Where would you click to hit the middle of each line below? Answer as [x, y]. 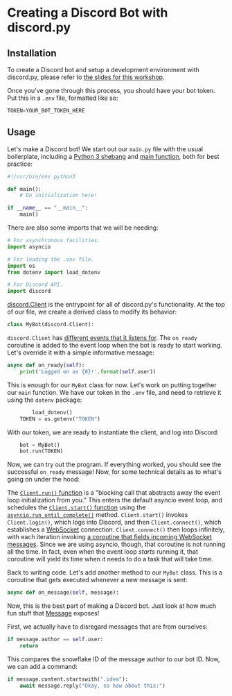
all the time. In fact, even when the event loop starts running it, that [103, 552]
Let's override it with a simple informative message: [81, 353]
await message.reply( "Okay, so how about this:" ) [93, 686]
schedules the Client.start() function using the [77, 507]
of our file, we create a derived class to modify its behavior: [92, 312]
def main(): [24, 189]
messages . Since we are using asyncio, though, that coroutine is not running [116, 544]
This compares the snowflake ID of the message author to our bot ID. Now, [114, 659]
